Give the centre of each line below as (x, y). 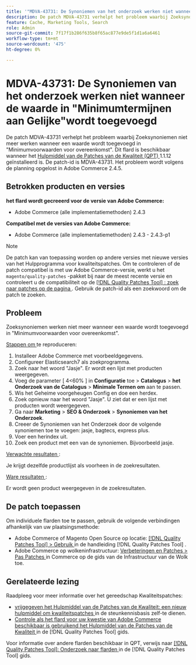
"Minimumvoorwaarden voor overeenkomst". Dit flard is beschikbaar (88, 149)
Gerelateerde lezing (43, 582)
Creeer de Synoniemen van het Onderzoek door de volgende (88, 424)
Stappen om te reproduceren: (41, 344)
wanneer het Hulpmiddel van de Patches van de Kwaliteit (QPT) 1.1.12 (89, 156)
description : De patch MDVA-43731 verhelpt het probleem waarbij (87, 17)
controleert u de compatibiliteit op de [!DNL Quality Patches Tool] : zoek (92, 282)
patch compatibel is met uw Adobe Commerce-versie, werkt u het (85, 270)
